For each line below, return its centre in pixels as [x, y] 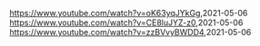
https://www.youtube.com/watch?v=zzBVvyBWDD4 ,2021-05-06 [130, 32]
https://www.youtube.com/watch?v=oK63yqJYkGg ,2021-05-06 [129, 13]
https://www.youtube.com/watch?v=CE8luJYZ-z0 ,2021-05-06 [126, 23]
